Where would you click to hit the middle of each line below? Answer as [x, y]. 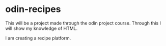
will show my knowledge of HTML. [41, 28]
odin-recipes [33, 9]
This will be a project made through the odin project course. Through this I [83, 23]
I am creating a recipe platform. [38, 38]
